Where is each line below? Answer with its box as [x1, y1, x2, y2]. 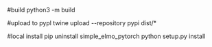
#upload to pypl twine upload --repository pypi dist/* [7, 19, 157, 27]
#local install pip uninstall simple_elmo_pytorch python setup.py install [7, 32, 206, 40]
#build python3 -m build [7, 6, 75, 14]
